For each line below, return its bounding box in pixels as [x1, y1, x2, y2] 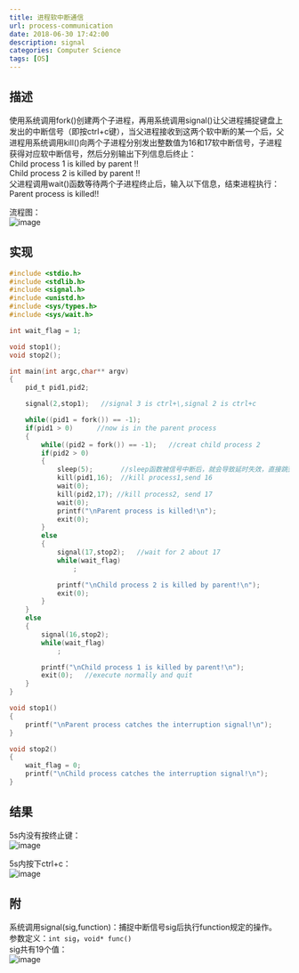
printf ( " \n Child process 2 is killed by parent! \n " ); [56, 580, 261, 589]
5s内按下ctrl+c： [9, 858, 71, 869]
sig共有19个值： [9, 944, 68, 954]
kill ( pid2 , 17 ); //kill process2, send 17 [56, 490, 214, 499]
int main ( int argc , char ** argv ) [9, 367, 129, 376]
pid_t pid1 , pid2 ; [25, 384, 90, 393]
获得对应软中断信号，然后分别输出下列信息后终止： [9, 148, 197, 158]
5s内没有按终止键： [9, 830, 81, 840]
